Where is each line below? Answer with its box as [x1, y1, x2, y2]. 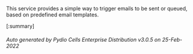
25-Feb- [162, 36, 183, 43]
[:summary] [6, 23, 34, 29]
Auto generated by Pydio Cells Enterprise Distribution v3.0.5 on [6, 36, 162, 43]
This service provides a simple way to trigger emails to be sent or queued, [6, 5, 188, 12]
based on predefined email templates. [6, 11, 99, 18]
